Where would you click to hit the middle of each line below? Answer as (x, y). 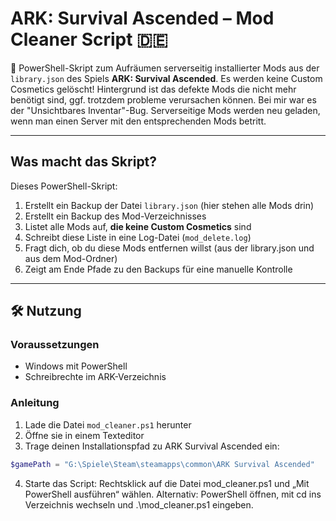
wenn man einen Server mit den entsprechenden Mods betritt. (138, 121)
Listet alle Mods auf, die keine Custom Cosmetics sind (138, 226)
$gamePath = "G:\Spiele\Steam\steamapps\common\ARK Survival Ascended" (162, 464)
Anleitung (35, 403)
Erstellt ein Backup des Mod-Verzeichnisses (115, 216)
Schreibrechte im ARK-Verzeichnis (95, 377)
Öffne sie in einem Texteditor (84, 435)
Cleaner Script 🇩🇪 (89, 39)
